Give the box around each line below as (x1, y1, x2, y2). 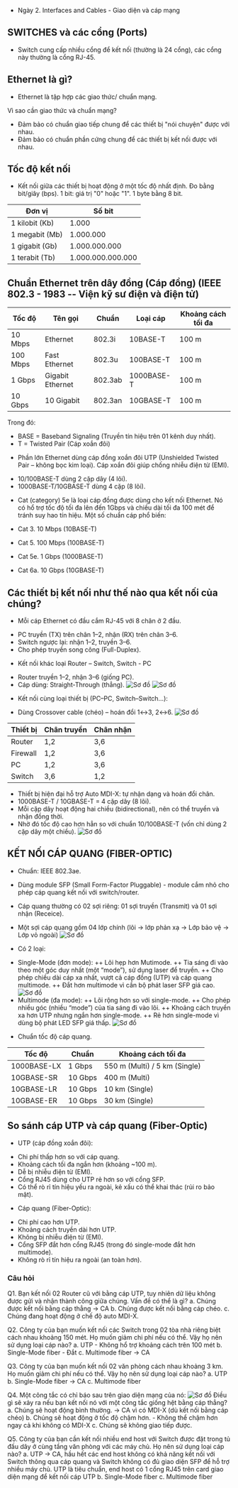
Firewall (11, 748, 37, 758)
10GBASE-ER (11, 1095, 58, 1105)
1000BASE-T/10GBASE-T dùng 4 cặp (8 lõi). (17, 482, 146, 491)
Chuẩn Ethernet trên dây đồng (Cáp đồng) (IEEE (7, 277, 222, 289)
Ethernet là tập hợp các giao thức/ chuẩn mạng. (17, 92, 157, 101)
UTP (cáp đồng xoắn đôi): (17, 1139, 93, 1147)
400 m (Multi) (103, 1072, 150, 1082)
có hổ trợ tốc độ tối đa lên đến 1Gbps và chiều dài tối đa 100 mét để (17, 503, 215, 512)
